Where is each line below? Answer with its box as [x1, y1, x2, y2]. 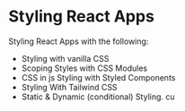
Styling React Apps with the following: [8, 36, 149, 47]
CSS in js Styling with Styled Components [21, 72, 176, 82]
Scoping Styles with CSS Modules [21, 63, 148, 73]
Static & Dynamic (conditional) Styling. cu [21, 91, 176, 102]
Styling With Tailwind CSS [21, 81, 118, 92]
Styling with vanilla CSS [21, 53, 110, 64]
